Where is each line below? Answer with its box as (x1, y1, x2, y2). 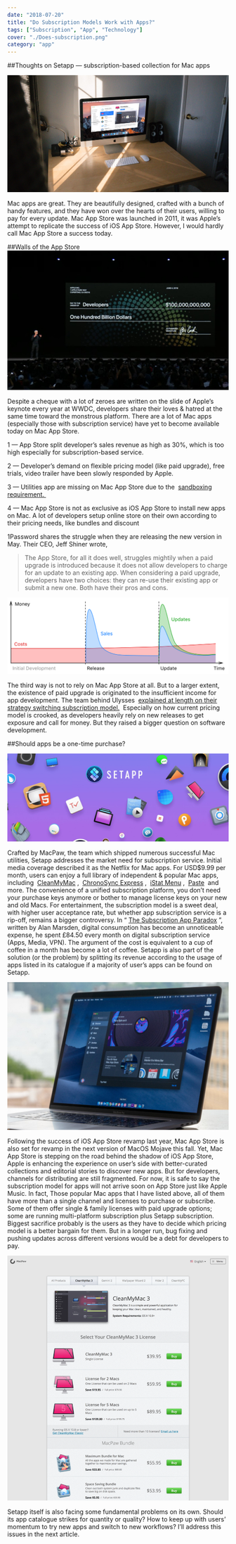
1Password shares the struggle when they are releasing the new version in (7, 532, 223, 541)
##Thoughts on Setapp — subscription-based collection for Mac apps (7, 61, 211, 70)
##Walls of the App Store (7, 243, 81, 251)
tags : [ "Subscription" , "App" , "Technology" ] (7, 26, 143, 33)
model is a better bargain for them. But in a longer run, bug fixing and (7, 1226, 208, 1234)
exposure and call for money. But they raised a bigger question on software (7, 718, 225, 727)
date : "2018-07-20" (7, 11, 65, 18)
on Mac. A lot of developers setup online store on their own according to (7, 511, 217, 520)
